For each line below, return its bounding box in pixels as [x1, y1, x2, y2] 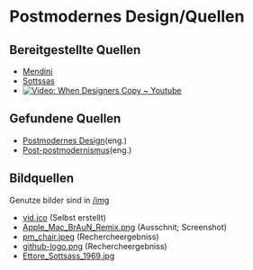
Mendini [22, 66, 53, 76]
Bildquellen [9, 171, 75, 186]
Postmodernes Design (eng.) [22, 135, 128, 146]
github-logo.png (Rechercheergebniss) [22, 240, 168, 251]
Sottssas [22, 76, 56, 86]
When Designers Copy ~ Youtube [57, 85, 182, 95]
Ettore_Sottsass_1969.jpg [22, 250, 115, 261]
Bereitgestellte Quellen [9, 42, 141, 58]
